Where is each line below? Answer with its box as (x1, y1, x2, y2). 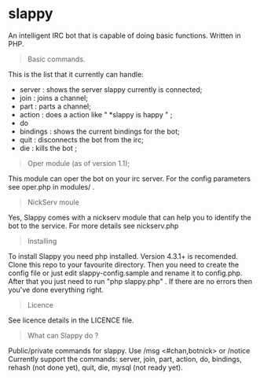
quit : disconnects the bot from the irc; (19, 135, 144, 144)
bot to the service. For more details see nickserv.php (8, 221, 179, 231)
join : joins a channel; (19, 93, 89, 102)
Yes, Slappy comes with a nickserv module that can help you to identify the (8, 212, 251, 222)
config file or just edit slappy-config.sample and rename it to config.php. (8, 268, 243, 278)
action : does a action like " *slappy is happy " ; (19, 109, 173, 119)
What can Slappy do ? (27, 330, 99, 340)
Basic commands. (27, 54, 86, 64)
